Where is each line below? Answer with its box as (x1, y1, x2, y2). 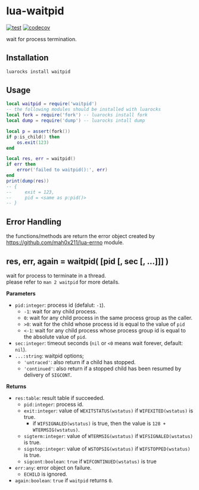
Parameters (6, 289, 36, 297)
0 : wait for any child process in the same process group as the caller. (23, 314, 192, 321)
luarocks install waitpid (6, 69, 70, 75)
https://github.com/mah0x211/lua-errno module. (6, 239, 124, 246)
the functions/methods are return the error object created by (6, 233, 155, 240)
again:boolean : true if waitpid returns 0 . (14, 476, 113, 484)
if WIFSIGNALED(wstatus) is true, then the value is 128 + (32, 420, 166, 427)
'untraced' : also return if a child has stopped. (23, 358, 136, 365)
